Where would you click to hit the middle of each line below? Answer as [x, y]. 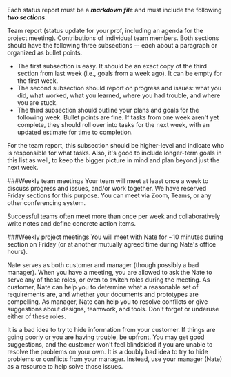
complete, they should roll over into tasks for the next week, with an [113, 125]
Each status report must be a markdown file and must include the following [114, 10]
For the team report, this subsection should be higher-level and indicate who [116, 145]
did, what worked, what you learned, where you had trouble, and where [119, 95]
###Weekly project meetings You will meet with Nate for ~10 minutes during [115, 237]
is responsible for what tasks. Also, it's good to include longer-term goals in [114, 153]
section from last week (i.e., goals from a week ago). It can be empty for [120, 73]
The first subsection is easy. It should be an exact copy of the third [112, 66]
